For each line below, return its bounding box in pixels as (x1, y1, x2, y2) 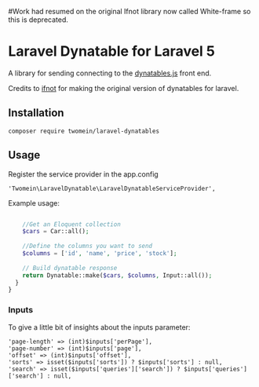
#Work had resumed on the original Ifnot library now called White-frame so (8, 7, 251, 16)
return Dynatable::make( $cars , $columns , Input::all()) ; (22, 271, 213, 279)
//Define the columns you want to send (22, 243, 153, 250)
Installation (8, 106, 64, 120)
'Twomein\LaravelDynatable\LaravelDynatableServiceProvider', (8, 184, 216, 192)
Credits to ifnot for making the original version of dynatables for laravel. (8, 83, 239, 93)
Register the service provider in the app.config (8, 169, 159, 179)
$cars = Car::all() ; (22, 228, 89, 235)
